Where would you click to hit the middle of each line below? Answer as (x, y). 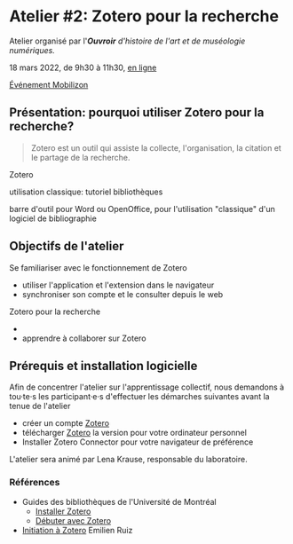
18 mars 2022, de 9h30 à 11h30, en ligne (83, 67)
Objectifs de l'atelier (67, 246)
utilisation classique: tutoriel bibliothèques (86, 192)
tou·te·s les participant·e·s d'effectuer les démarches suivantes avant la (139, 397)
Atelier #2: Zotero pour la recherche (144, 16)
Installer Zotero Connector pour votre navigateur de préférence (138, 442)
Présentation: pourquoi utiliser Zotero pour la (137, 113)
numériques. (32, 50)
